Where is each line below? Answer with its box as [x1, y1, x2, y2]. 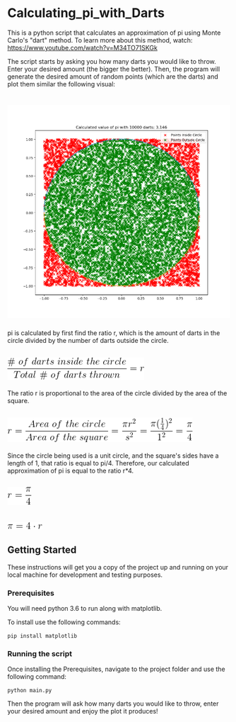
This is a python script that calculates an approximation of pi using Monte [7, 28, 221, 37]
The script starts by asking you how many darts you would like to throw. [7, 57, 217, 65]
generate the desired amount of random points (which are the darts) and [7, 72, 219, 81]
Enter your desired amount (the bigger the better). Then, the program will [7, 64, 220, 73]
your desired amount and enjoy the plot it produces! [7, 707, 158, 716]
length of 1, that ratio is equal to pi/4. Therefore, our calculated [7, 459, 189, 468]
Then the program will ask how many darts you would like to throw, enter [7, 699, 219, 708]
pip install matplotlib [7, 632, 78, 639]
